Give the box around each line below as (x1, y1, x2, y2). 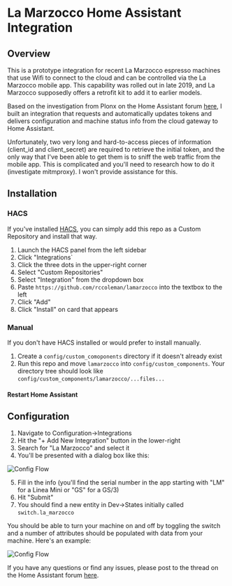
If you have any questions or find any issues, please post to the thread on (7, 564, 219, 572)
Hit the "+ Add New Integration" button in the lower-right (17, 436, 181, 445)
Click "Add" (17, 297, 51, 306)
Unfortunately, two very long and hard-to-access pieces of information (7, 138, 212, 146)
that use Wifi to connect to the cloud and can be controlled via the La (7, 73, 206, 82)
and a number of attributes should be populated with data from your (7, 529, 203, 538)
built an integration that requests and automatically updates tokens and (7, 110, 212, 117)
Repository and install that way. (7, 232, 98, 241)
